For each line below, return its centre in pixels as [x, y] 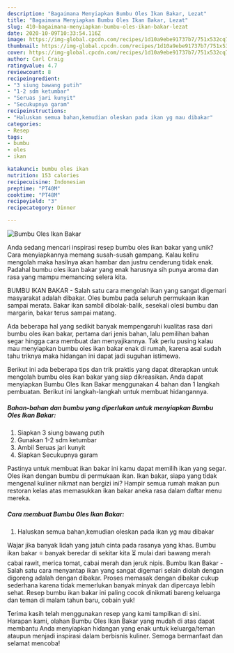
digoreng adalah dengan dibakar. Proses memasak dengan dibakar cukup [113, 578]
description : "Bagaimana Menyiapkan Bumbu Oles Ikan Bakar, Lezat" [107, 14]
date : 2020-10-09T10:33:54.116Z [54, 33]
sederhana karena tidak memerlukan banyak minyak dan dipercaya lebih [111, 585]
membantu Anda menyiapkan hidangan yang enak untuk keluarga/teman [111, 628]
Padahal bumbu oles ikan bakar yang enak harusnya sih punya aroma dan [113, 270]
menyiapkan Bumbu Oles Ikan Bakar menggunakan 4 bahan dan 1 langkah [114, 384]
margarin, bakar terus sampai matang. [62, 313]
